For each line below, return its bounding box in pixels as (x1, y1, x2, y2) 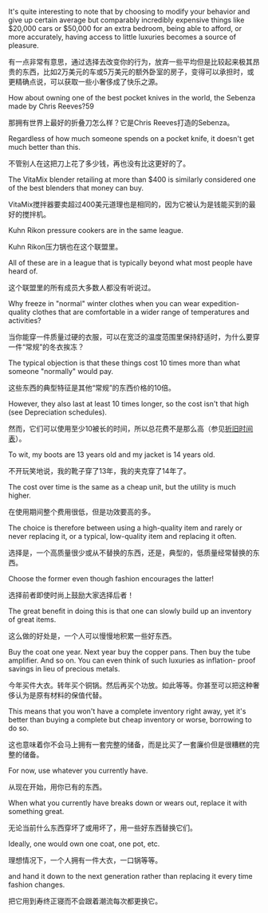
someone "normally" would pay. (8, 367, 114, 376)
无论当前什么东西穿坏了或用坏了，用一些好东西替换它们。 (8, 823, 197, 832)
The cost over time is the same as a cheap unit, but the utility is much (8, 482, 237, 491)
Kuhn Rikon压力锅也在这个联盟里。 (8, 242, 123, 251)
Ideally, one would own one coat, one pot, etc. (8, 839, 160, 848)
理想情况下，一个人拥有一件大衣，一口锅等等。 (8, 856, 162, 864)
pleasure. (8, 41, 40, 50)
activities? (8, 316, 41, 325)
